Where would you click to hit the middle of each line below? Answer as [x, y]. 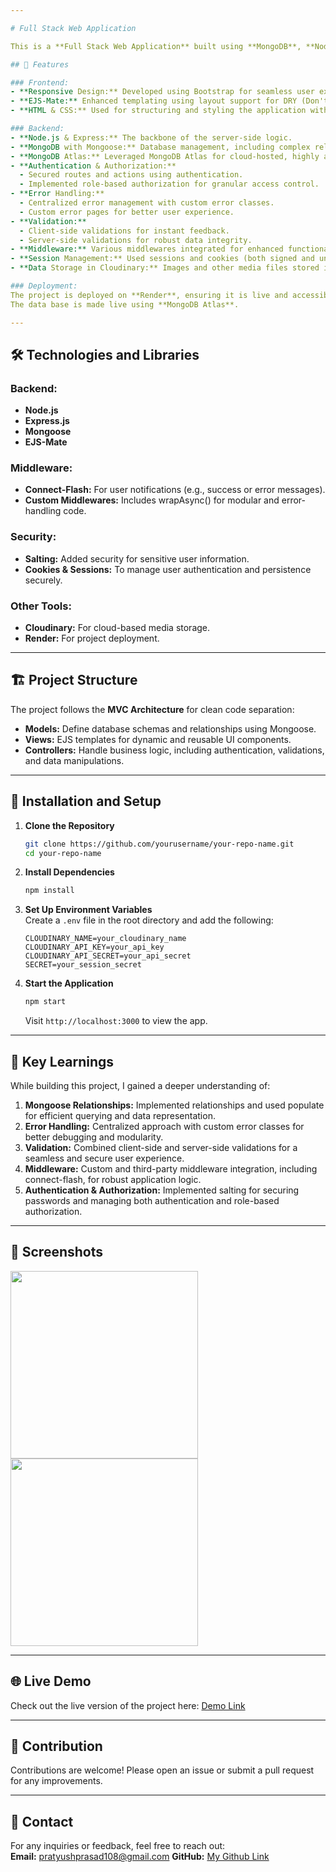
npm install [49, 891]
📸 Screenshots [57, 1252]
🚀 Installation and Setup [86, 801]
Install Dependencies [69, 872]
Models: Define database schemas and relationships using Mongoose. [170, 728]
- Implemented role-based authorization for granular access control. [169, 184]
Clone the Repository [69, 825]
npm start [45, 1002]
